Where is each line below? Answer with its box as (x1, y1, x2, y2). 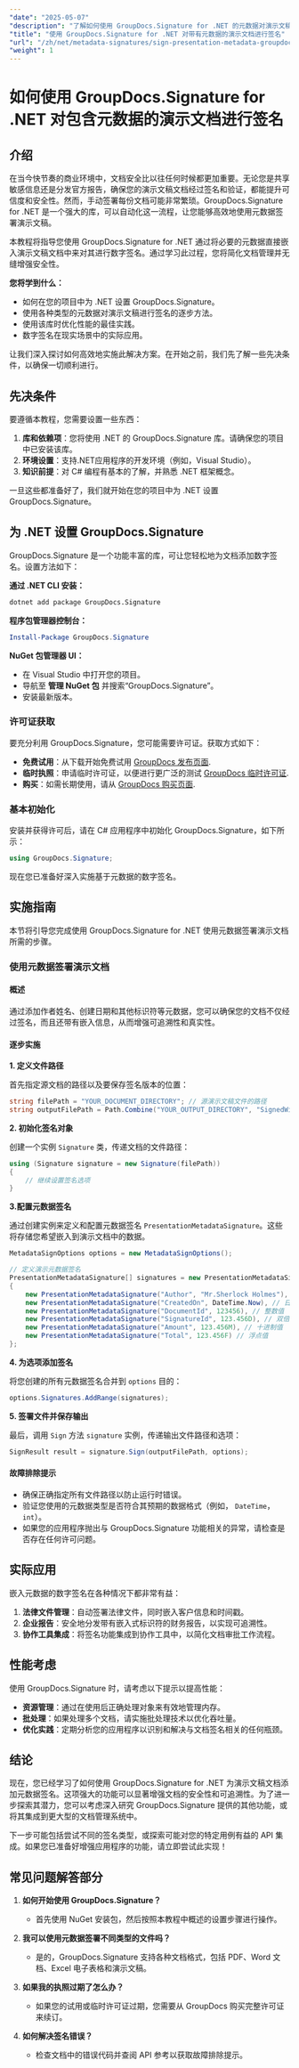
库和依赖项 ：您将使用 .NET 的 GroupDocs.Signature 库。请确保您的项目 (21, 433, 285, 443)
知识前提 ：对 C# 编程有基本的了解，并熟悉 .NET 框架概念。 (21, 466, 239, 476)
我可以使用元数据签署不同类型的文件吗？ (21, 1933, 171, 1943)
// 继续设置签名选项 (25, 1176, 91, 1185)
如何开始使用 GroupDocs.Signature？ (21, 1895, 162, 1906)
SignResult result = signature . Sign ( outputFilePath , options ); (9, 1448, 249, 1456)
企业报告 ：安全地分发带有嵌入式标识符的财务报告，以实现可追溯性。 (21, 1618, 272, 1628)
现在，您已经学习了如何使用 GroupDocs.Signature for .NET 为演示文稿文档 (9, 1778, 282, 1788)
